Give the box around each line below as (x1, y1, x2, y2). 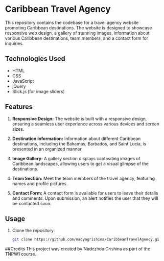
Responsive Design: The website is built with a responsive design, (12, 116, 147, 121)
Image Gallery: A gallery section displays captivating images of (12, 155, 141, 161)
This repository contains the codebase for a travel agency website (5, 20, 139, 25)
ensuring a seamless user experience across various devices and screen (12, 121, 160, 127)
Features (5, 103, 33, 111)
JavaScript (12, 78, 34, 84)
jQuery (12, 83, 26, 89)
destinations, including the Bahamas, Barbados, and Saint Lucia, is (12, 141, 146, 146)
